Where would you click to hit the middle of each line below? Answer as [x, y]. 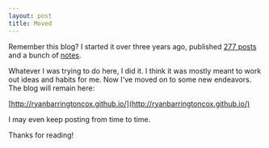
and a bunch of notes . [45, 55]
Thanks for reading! [41, 135]
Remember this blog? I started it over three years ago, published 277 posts [132, 46]
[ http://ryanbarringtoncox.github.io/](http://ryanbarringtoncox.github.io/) [129, 104]
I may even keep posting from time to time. [80, 119]
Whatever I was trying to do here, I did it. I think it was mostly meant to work [135, 70]
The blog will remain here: [52, 88]
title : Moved [30, 23]
